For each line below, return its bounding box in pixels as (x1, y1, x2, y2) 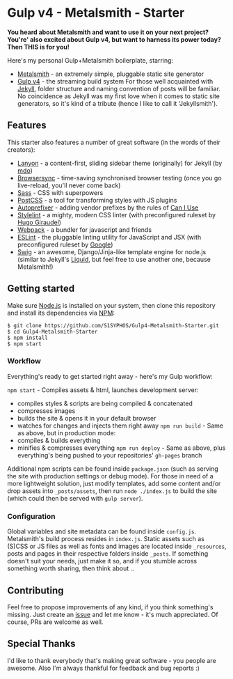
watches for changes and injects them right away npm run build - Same (17, 421, 224, 430)
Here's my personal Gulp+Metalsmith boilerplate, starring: (7, 56, 174, 64)
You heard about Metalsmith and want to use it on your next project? (7, 28, 209, 36)
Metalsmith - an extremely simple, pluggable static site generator (17, 70, 204, 78)
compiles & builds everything (17, 436, 101, 444)
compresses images (17, 406, 76, 415)
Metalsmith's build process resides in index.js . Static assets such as (7, 535, 205, 543)
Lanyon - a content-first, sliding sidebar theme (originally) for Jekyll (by (17, 159, 223, 167)
